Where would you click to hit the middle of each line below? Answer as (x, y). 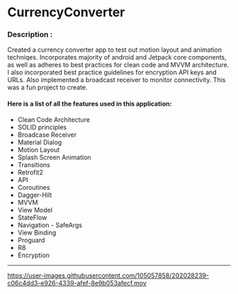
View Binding (37, 232)
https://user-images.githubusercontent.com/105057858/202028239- (108, 275)
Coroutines (34, 187)
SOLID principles (42, 127)
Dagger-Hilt (35, 195)
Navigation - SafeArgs (50, 225)
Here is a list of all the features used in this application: (90, 104)
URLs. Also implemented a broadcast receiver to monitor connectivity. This (117, 80)
